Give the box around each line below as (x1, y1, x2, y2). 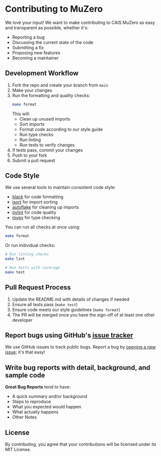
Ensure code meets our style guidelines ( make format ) (12, 307, 121, 312)
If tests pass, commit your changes (12, 147, 83, 153)
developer (12, 317, 33, 323)
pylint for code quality (12, 209, 57, 215)
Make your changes (12, 87, 52, 93)
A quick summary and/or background (12, 394, 88, 399)
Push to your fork (12, 152, 47, 158)
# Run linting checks (5, 252, 49, 257)
